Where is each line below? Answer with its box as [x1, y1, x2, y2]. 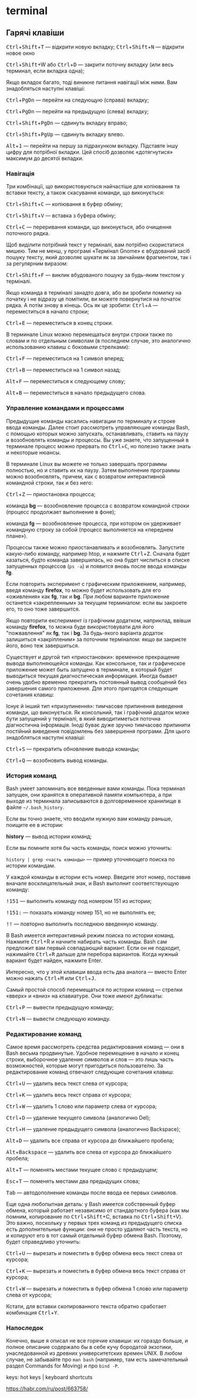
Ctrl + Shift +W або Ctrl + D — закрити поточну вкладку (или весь [6, 61, 174, 68]
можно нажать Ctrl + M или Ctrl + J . [6, 975, 96, 982]
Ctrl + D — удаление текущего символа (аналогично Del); [6, 1115, 151, 1122]
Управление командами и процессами [6, 404, 125, 412]
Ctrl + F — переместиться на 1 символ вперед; [6, 355, 125, 362]
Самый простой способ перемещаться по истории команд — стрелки [6, 986, 183, 993]
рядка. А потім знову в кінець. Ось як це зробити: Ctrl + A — [6, 302, 158, 309]
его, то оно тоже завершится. [6, 605, 81, 612]
